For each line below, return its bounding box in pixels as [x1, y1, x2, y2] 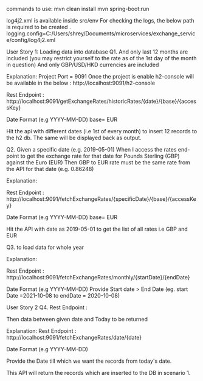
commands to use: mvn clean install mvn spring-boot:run [6, 5, 150, 12]
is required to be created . [6, 24, 71, 30]
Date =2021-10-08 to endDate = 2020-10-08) [6, 292, 120, 299]
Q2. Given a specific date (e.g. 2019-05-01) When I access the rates [6, 146, 177, 153]
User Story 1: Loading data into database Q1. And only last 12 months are [6, 48, 188, 55]
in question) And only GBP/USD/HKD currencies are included [6, 61, 159, 68]
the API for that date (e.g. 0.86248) [6, 166, 94, 172]
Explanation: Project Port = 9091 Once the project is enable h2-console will [6, 73, 194, 80]
